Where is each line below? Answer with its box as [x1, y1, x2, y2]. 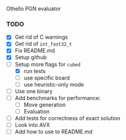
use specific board [23, 74, 70, 81]
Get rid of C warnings [14, 34, 68, 41]
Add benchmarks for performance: [14, 94, 101, 101]
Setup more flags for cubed [14, 60, 81, 68]
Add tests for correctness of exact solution [14, 115, 121, 122]
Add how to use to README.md [14, 128, 93, 135]
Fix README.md [14, 47, 56, 54]
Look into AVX [14, 121, 50, 129]
